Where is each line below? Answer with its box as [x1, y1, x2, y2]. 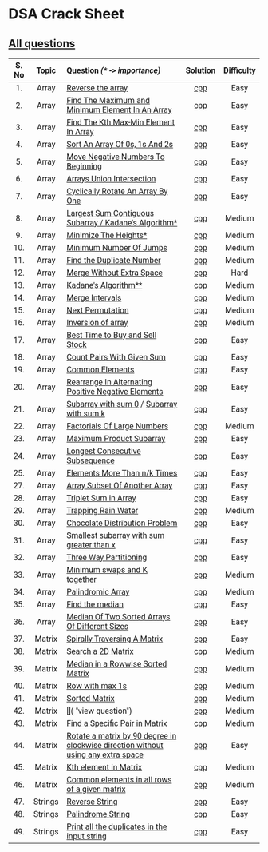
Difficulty [223, 65, 256, 76]
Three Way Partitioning [66, 552, 148, 563]
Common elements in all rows [66, 774, 172, 785]
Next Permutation [66, 305, 129, 316]
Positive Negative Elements [66, 387, 164, 396]
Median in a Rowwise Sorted [66, 659, 167, 669]
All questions [8, 37, 76, 50]
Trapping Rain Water [66, 505, 139, 516]
